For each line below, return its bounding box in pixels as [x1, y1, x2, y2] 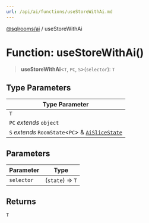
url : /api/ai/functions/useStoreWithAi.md [6, 8, 113, 15]
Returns [6, 196, 37, 206]
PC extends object [9, 118, 59, 127]
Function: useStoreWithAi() [6, 46, 144, 59]
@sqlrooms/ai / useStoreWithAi [6, 25, 83, 32]
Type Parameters [6, 83, 71, 93]
